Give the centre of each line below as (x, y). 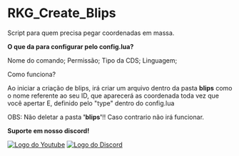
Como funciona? (32, 74)
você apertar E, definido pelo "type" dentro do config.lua (91, 103)
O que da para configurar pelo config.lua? (71, 46)
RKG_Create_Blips (62, 13)
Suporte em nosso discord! (49, 130)
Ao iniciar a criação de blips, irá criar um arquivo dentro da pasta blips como (120, 88)
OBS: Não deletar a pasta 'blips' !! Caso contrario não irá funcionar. (106, 117)
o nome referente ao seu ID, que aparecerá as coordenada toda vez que (113, 95)
